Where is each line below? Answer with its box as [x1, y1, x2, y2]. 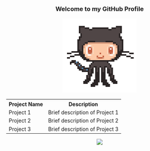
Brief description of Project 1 [48, 109, 119, 116]
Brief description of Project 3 [48, 125, 119, 133]
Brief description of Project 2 [48, 117, 119, 124]
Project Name [8, 100, 43, 108]
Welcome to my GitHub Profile [55, 5, 144, 13]
